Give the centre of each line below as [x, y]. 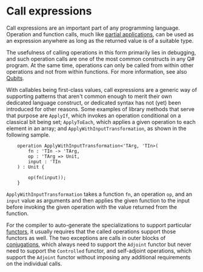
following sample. [28, 135]
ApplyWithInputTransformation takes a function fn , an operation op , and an [99, 194]
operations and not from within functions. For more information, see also [97, 71]
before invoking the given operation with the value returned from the [92, 207]
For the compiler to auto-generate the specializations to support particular [99, 225]
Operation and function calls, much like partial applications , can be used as [100, 34]
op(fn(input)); [47, 177]
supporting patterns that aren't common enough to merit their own [89, 96]
